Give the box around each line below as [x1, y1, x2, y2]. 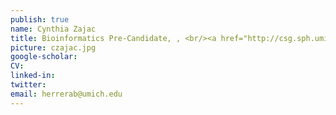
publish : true [10, 14, 70, 25]
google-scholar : [10, 52, 78, 62]
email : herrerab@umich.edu [10, 89, 123, 99]
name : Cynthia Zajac [10, 24, 97, 34]
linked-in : [10, 71, 56, 81]
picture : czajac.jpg [10, 42, 97, 53]
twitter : [10, 80, 47, 90]
